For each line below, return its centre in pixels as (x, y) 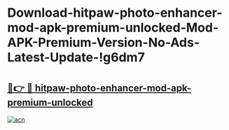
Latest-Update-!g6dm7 (76, 58)
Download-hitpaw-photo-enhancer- (115, 13)
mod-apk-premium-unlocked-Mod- (113, 28)
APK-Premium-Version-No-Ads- (104, 43)
